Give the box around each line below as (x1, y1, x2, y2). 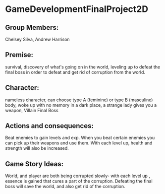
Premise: (5, 51, 34, 59)
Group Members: (5, 23, 59, 32)
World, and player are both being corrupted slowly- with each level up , (5, 173, 150, 179)
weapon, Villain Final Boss (5, 107, 58, 113)
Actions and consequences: (5, 122, 94, 130)
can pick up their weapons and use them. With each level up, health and (5, 140, 153, 146)
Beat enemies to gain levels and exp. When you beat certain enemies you (5, 135, 155, 141)
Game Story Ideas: (5, 160, 64, 168)
